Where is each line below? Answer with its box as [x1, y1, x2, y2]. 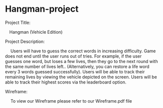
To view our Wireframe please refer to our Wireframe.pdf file [10, 98, 132, 104]
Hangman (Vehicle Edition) [9, 29, 63, 35]
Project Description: [5, 38, 45, 44]
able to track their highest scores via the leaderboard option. [5, 79, 127, 85]
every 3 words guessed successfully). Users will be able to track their [5, 68, 145, 74]
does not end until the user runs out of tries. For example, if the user [5, 53, 142, 59]
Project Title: [5, 20, 31, 25]
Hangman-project [5, 3, 79, 15]
